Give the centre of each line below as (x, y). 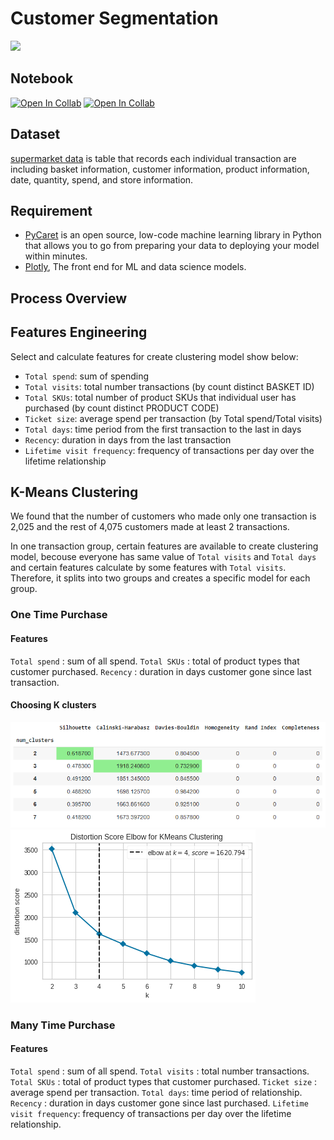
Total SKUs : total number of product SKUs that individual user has (160, 397)
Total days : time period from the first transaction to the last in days (163, 429)
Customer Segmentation (114, 18)
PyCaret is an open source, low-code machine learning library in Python (173, 235)
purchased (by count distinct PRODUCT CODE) (122, 408)
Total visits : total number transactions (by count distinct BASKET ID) (169, 386)
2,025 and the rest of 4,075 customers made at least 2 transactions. (150, 527)
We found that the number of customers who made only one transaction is (163, 516)
